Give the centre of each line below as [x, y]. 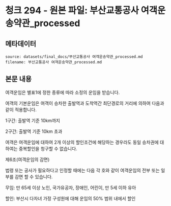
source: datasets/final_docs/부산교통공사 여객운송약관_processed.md [74, 57]
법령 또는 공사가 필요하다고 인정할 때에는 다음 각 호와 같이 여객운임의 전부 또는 [83, 170]
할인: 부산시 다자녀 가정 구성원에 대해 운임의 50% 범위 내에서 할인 [70, 198]
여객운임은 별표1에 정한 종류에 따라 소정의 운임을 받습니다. [63, 92]
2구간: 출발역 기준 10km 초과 [34, 131]
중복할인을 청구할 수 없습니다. [48, 148]
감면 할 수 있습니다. [34, 176]
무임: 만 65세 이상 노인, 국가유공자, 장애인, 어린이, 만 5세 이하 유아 [71, 188]
